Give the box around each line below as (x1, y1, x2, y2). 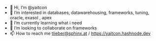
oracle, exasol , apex (9, 15, 52, 20)
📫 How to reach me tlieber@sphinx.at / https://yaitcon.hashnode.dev (9, 30, 151, 36)
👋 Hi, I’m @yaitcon (9, 5, 47, 10)
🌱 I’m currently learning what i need (9, 20, 82, 26)
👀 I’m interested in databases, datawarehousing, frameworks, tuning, (9, 10, 150, 15)
